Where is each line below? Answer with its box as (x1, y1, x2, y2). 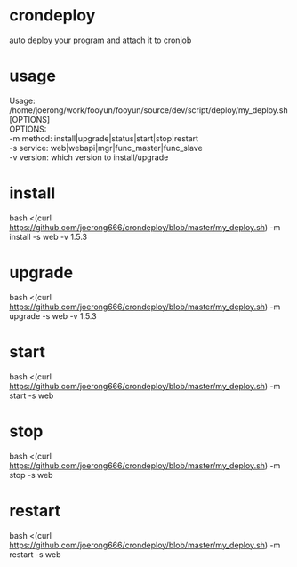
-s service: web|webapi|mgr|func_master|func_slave (9, 142, 203, 153)
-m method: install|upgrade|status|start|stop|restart (9, 132, 198, 143)
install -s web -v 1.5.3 (9, 231, 87, 242)
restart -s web (9, 548, 61, 560)
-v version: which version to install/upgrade (9, 152, 169, 163)
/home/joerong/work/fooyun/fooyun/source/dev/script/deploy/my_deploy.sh (9, 104, 288, 116)
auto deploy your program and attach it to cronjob (9, 35, 192, 45)
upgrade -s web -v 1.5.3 (9, 310, 97, 321)
